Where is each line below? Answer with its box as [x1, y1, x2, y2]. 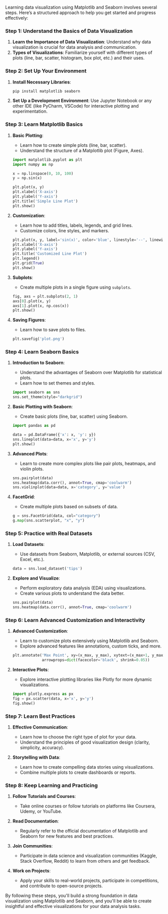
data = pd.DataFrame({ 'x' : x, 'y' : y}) [12, 432, 96, 437]
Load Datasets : [12, 541, 45, 547]
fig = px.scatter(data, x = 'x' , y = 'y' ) [12, 696, 94, 701]
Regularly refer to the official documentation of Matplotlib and [20, 828, 148, 834]
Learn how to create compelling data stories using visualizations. [20, 764, 154, 770]
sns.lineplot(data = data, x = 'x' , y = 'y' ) [12, 437, 96, 442]
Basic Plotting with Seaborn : [12, 404, 73, 410]
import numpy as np [12, 162, 54, 167]
